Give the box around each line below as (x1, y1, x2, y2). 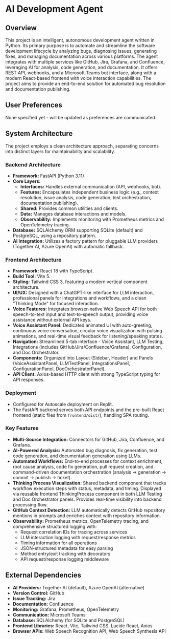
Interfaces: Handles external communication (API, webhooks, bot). (20, 183, 162, 189)
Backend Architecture (5, 161, 61, 168)
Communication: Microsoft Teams (12, 611, 86, 617)
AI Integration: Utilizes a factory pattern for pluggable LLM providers (12, 238, 158, 244)
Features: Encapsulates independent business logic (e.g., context (20, 189, 159, 195)
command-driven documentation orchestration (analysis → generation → (12, 469, 166, 475)
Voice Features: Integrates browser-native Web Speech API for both (12, 306, 157, 312)
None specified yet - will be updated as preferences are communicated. (5, 114, 157, 120)
